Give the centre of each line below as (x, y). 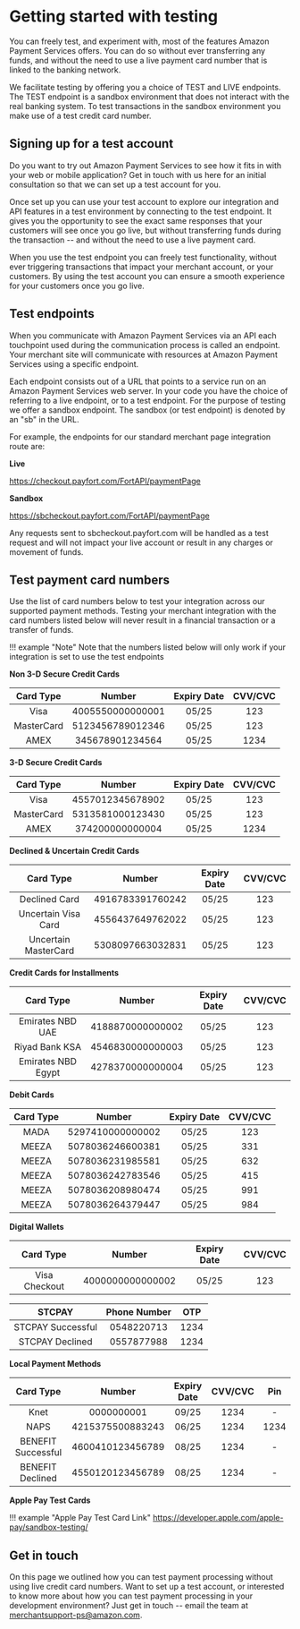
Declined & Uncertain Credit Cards (75, 851)
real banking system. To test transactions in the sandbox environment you (145, 106)
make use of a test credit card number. (80, 115)
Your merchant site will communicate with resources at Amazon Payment (144, 354)
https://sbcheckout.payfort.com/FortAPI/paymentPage (109, 516)
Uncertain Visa (49, 914)
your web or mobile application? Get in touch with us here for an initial (138, 175)
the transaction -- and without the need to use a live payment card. (133, 240)
